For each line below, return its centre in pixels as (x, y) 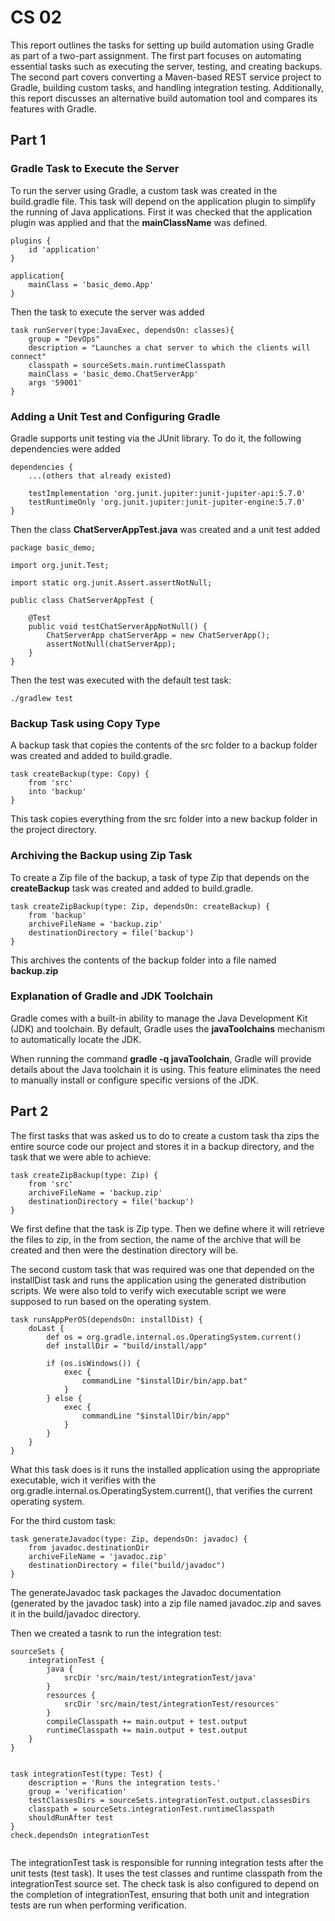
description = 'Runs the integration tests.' (125, 1782)
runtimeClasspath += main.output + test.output (147, 1730)
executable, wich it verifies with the (83, 1480)
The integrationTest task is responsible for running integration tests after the (167, 1862)
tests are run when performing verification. (98, 1905)
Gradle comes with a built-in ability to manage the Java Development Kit (159, 1018)
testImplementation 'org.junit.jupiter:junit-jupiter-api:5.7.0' (167, 493)
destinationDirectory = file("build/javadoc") (127, 1565)
